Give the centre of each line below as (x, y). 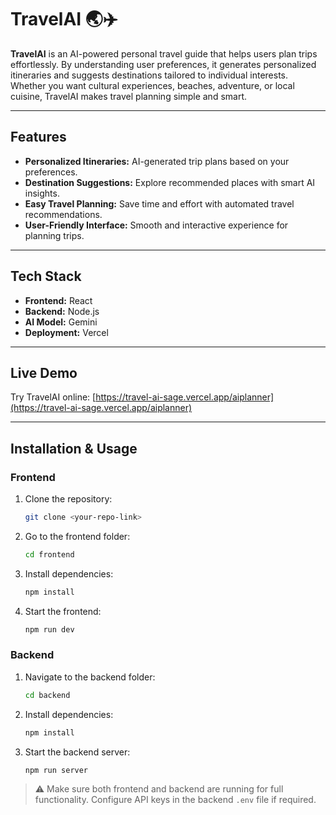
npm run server (56, 770)
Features (38, 137)
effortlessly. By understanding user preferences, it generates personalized (163, 64)
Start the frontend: (63, 611)
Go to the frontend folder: (77, 536)
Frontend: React (58, 300)
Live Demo (44, 372)
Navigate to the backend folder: (90, 677)
